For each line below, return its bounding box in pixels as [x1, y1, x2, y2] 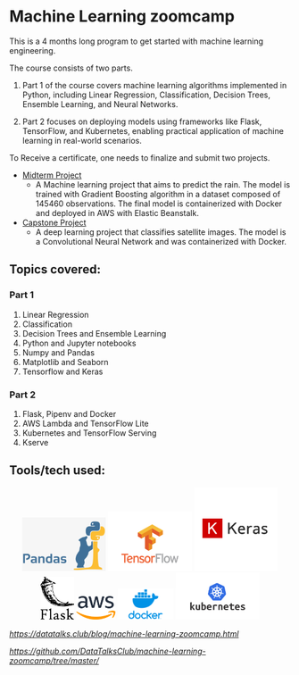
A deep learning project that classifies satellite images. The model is [35, 226, 287, 237]
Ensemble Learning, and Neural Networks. [21, 98, 179, 109]
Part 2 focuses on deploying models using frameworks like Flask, [21, 116, 262, 127]
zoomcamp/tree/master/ [9, 655, 100, 666]
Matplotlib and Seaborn [21, 356, 109, 367]
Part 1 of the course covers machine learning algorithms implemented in [21, 79, 287, 90]
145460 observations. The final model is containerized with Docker [35, 198, 283, 209]
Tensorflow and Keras [21, 366, 104, 377]
